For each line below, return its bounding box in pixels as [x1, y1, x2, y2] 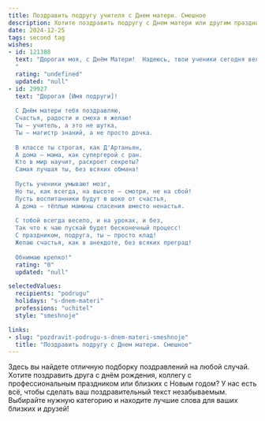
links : [8, 326, 30, 333]
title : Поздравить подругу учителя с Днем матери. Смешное [8, 11, 207, 20]
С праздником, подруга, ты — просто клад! [15, 232, 157, 240]
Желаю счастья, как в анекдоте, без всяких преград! [15, 239, 192, 247]
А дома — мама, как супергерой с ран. [15, 151, 144, 158]
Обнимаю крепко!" [15, 253, 73, 261]
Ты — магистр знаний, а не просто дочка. [15, 129, 154, 136]
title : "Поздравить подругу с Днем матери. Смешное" [15, 341, 192, 348]
